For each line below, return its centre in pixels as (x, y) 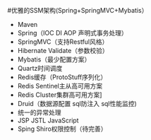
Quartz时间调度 (40, 68)
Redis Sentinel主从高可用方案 (60, 86)
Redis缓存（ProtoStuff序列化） (62, 77)
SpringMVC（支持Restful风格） (63, 42)
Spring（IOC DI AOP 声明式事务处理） (73, 33)
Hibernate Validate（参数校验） (63, 51)
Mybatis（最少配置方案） (54, 59)
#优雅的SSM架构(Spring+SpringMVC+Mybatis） (78, 10)
